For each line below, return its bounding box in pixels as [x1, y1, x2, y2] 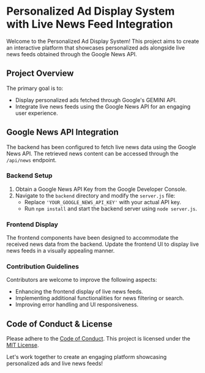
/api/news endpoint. [6, 156, 57, 163]
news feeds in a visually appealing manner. [6, 247, 115, 254]
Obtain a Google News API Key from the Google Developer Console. [15, 185, 187, 193]
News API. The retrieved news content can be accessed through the [6, 150, 179, 157]
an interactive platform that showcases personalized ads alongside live [6, 44, 185, 51]
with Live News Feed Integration [6, 17, 173, 31]
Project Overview [6, 68, 74, 79]
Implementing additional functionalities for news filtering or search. [15, 295, 185, 302]
